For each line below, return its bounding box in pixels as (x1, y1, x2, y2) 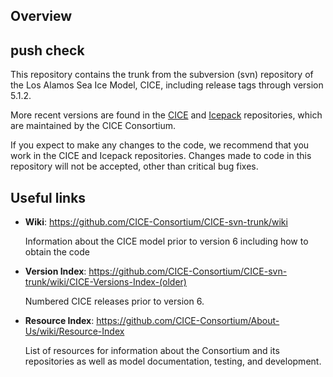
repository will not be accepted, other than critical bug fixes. (10, 160, 259, 173)
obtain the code (24, 246, 90, 258)
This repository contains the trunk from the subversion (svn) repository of (10, 69, 314, 81)
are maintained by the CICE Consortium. (10, 120, 176, 132)
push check (10, 42, 85, 59)
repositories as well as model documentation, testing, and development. (24, 355, 322, 368)
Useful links (10, 189, 87, 206)
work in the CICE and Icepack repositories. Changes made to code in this (10, 150, 312, 162)
